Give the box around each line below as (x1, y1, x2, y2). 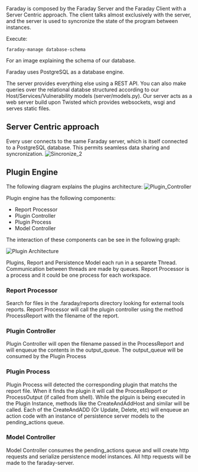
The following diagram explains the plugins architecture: (6, 183, 143, 190)
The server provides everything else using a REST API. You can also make (6, 80, 186, 87)
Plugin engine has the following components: (6, 194, 116, 201)
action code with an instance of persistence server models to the (6, 412, 164, 419)
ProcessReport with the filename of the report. (6, 312, 119, 319)
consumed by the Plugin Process (6, 353, 87, 360)
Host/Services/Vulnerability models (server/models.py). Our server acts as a (6, 93, 192, 99)
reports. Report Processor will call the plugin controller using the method (6, 306, 183, 313)
